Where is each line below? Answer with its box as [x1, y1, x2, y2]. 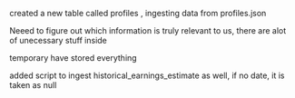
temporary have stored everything [9, 53, 138, 63]
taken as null [9, 80, 57, 90]
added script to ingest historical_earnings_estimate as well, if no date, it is [9, 70, 285, 81]
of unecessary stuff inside [9, 35, 107, 45]
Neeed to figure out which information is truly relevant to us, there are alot [9, 25, 287, 35]
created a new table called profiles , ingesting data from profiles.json [9, 8, 267, 18]
